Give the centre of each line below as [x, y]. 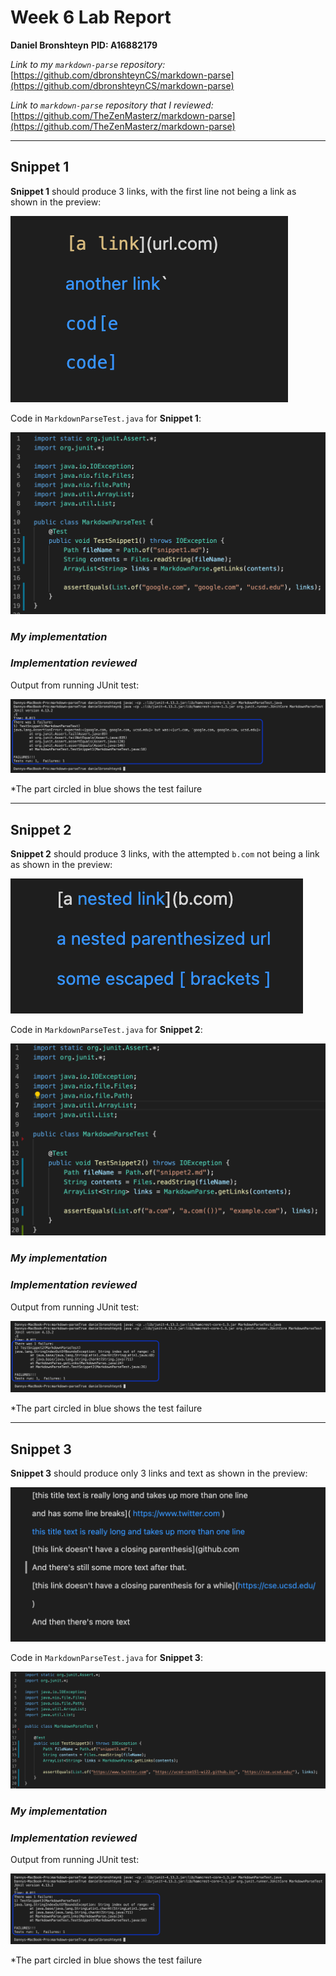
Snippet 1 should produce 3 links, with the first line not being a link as [153, 191]
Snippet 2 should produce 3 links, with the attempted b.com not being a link [165, 854]
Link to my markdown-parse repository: [88, 64]
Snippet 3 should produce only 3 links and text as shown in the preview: [159, 1473]
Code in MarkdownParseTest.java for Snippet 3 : [106, 1658]
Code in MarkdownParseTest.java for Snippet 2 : [106, 1030]
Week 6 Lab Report [91, 17]
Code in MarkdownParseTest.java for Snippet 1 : [106, 418]
